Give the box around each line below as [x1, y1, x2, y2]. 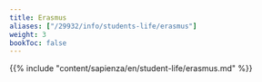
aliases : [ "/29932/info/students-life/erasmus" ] [9, 22, 197, 31]
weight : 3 [9, 30, 47, 39]
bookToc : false [9, 38, 67, 48]
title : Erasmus [9, 13, 67, 23]
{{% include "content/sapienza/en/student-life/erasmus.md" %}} [9, 63, 253, 74]
